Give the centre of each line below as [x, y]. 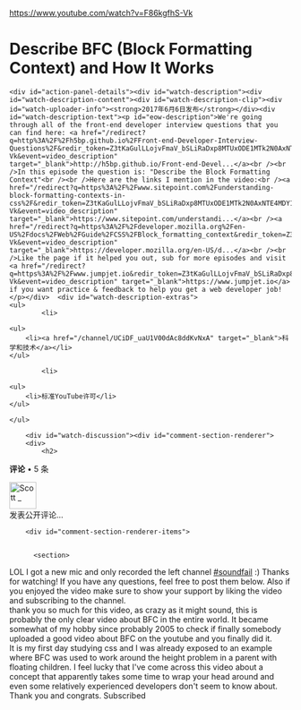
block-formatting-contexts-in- [68, 195]
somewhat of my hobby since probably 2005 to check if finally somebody [146, 629]
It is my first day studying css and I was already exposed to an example [141, 647]
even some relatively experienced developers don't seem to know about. [143, 686]
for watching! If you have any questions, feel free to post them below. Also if [150, 581]
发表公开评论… [37, 515]
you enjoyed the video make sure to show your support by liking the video [146, 591]
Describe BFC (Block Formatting [131, 49]
